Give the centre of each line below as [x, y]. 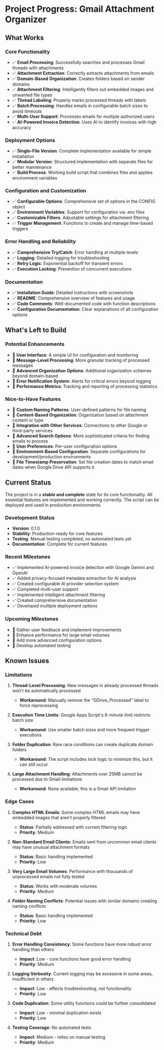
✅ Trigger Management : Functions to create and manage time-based [82, 223]
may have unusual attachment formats [51, 847]
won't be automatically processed [46, 691]
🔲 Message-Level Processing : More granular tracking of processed [81, 360]
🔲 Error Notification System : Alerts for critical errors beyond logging [82, 381]
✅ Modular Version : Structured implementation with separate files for [82, 162]
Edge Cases [20, 802]
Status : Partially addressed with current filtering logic [73, 827]
